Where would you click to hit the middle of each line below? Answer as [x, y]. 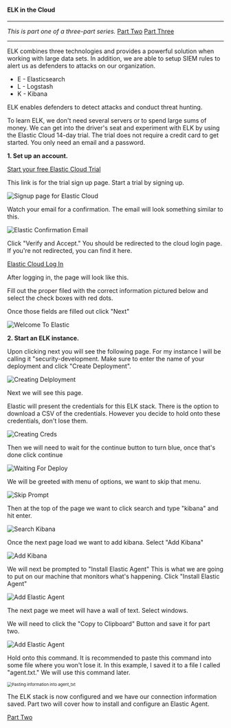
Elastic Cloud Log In [35, 264]
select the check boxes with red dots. [60, 298]
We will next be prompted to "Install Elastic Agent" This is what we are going [115, 569]
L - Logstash [35, 87]
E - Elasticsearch [41, 79]
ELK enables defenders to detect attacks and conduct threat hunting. [105, 108]
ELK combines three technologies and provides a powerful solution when [111, 51]
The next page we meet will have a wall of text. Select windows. [98, 611]
